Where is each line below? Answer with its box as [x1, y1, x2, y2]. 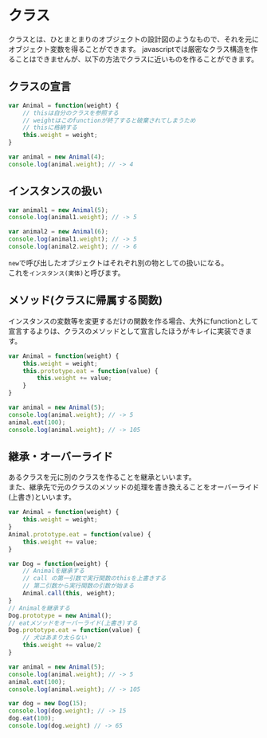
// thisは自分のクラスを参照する [22, 108, 120, 117]
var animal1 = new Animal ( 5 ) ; [8, 206, 109, 214]
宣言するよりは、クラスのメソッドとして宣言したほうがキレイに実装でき [8, 326, 245, 336]
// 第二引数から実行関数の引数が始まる [22, 582, 135, 590]
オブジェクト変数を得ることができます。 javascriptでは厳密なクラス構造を [8, 44, 251, 53]
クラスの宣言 [8, 80, 72, 93]
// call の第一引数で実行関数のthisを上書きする [22, 575, 167, 583]
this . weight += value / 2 [22, 642, 102, 650]
